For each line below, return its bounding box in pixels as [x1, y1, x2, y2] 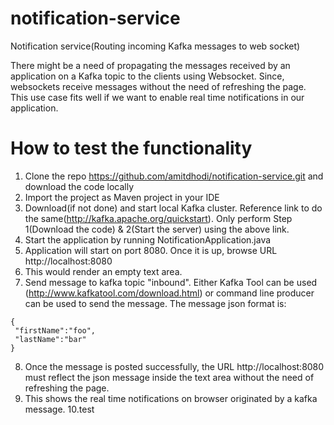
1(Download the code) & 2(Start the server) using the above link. [24, 223, 290, 235]
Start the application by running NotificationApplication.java [24, 233, 272, 246]
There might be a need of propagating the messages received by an [10, 59, 291, 71]
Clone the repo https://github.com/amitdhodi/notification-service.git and [24, 170, 324, 182]
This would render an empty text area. [24, 265, 183, 277]
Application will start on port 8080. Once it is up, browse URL [24, 244, 278, 256]
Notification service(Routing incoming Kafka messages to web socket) [10, 40, 301, 52]
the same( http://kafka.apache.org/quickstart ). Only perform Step [24, 212, 293, 224]
